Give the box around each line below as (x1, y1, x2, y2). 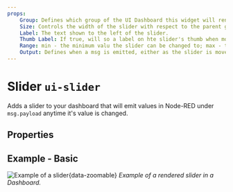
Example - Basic (7, 152, 78, 164)
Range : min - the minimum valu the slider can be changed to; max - (19, 42, 222, 49)
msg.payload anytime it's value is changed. (7, 109, 128, 117)
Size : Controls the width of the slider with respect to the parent (19, 23, 222, 30)
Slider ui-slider (7, 79, 101, 94)
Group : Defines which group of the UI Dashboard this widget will (19, 17, 216, 24)
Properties (7, 129, 54, 141)
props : (7, 10, 26, 17)
